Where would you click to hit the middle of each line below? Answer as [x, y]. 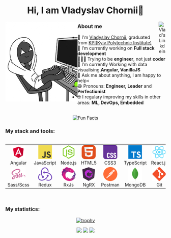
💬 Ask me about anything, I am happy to [119, 75]
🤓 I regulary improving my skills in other [119, 97]
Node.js [68, 163]
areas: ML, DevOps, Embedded [110, 103]
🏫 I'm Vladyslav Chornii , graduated [113, 37]
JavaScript [45, 163]
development [92, 54]
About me [90, 27]
